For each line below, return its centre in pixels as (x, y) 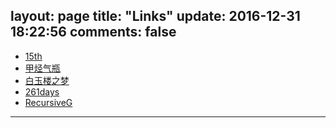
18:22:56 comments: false (93, 32)
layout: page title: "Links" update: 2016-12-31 (155, 16)
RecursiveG (48, 102)
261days (42, 91)
